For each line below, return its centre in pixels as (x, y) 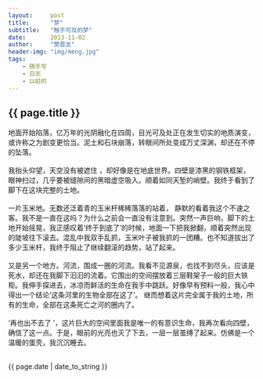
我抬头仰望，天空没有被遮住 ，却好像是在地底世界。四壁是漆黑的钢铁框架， (129, 170)
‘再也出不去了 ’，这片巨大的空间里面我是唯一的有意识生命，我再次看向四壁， (131, 323)
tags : (17, 60)
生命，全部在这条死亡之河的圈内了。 (80, 305)
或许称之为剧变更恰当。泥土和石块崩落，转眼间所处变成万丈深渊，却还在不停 (131, 143)
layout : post (36, 15)
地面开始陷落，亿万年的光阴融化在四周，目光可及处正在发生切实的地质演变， (131, 133)
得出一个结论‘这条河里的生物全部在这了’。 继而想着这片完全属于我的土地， (128, 295)
